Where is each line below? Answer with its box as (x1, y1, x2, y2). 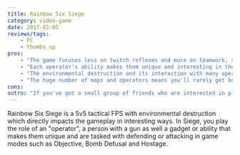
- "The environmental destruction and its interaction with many (20, 70, 219, 77)
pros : (7, 50, 24, 58)
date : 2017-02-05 (7, 23, 59, 31)
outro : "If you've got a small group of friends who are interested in (7, 90, 225, 97)
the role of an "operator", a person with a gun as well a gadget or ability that (7, 124, 231, 133)
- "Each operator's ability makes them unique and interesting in (20, 63, 222, 70)
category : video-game (7, 17, 72, 24)
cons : (7, 83, 24, 90)
